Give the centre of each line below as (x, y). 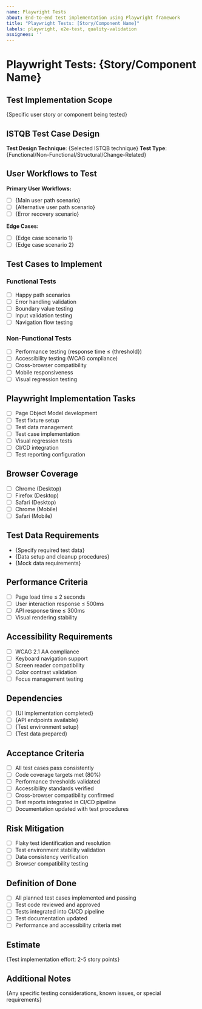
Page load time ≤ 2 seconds (50, 597)
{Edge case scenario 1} (44, 238)
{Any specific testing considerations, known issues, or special (84, 993)
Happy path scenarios (43, 295)
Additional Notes (39, 978)
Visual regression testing (46, 379)
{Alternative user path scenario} (55, 207)
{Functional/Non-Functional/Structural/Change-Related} (76, 154)
